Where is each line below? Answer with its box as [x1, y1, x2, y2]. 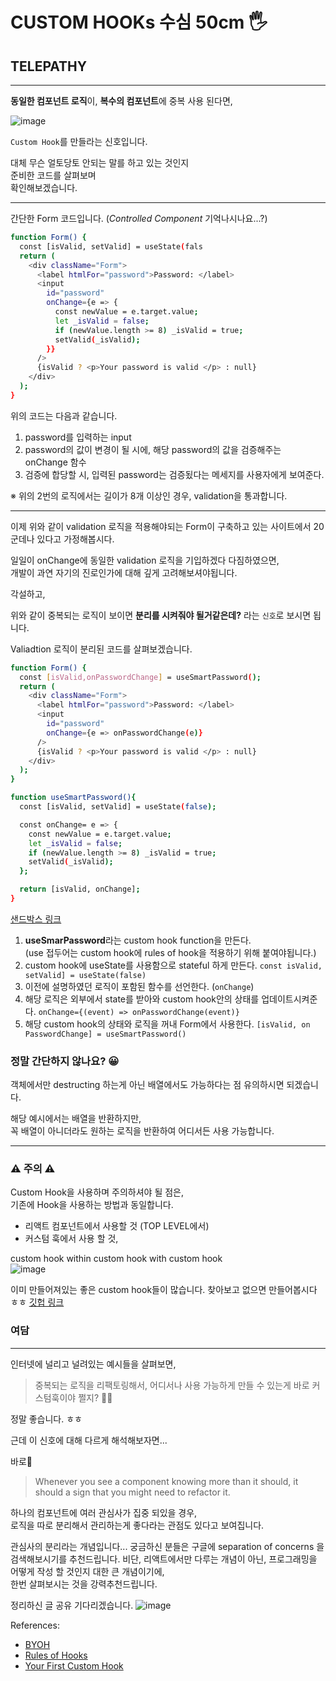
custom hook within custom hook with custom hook [10, 1253, 223, 1265]
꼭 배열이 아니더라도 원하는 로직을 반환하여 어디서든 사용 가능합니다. [10, 1125, 275, 1137]
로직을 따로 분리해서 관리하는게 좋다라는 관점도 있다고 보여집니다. [10, 1519, 265, 1531]
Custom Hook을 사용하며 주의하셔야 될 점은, [10, 1186, 185, 1198]
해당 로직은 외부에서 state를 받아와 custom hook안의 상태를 [24, 993, 260, 1005]
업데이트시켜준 [261, 993, 318, 1005]
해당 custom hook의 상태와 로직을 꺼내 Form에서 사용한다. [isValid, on [24, 1018, 311, 1030]
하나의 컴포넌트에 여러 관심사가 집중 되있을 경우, [10, 1506, 198, 1518]
